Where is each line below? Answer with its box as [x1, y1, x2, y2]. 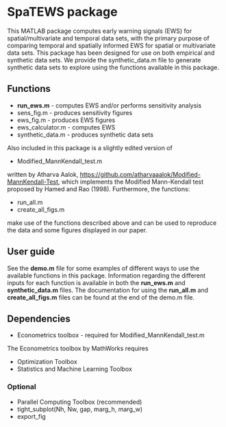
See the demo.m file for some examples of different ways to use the [7, 264, 200, 272]
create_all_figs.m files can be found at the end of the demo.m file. [7, 293, 195, 302]
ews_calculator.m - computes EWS [16, 123, 116, 131]
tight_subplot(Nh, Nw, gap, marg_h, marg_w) [16, 405, 143, 413]
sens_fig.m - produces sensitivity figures [16, 108, 133, 117]
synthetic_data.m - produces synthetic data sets [16, 130, 154, 138]
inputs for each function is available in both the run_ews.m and [7, 278, 186, 286]
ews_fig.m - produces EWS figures [16, 116, 116, 124]
